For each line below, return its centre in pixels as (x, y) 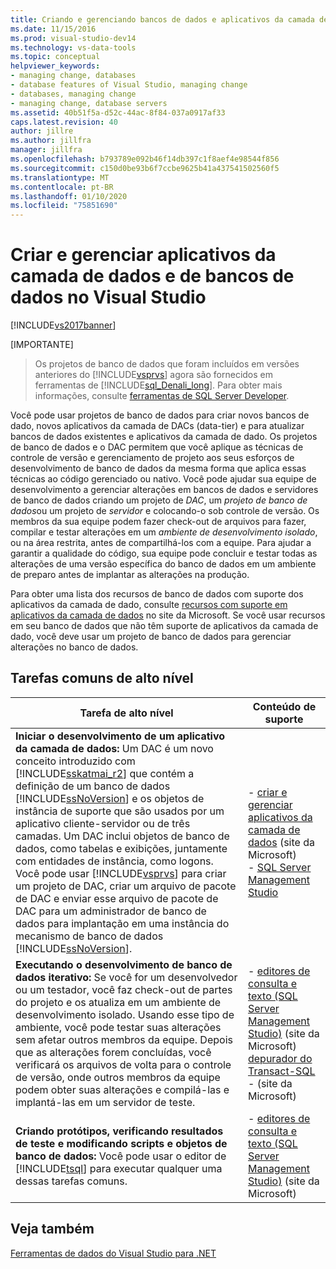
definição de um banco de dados (93, 786)
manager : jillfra (46, 150)
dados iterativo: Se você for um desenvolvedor (126, 977)
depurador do (280, 1058)
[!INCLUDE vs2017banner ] (63, 325)
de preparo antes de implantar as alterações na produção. (130, 575)
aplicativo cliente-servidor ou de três (103, 823)
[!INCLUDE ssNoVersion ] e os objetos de (110, 798)
